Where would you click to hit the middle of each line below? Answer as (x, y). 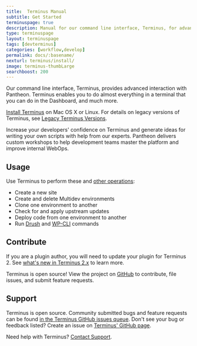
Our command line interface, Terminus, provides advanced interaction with (96, 88)
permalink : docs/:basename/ (40, 55)
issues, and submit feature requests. (50, 280)
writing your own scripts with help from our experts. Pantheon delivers (91, 136)
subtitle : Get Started (34, 17)
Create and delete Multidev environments (64, 199)
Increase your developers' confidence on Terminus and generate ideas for (96, 130)
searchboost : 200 (27, 72)
